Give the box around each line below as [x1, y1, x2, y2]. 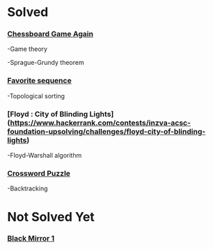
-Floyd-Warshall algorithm [7, 151, 82, 160]
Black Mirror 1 [7, 234, 55, 243]
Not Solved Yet [7, 209, 95, 225]
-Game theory [7, 45, 47, 53]
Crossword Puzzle [7, 169, 71, 178]
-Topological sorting [7, 91, 65, 100]
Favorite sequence [7, 76, 72, 86]
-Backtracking [7, 184, 48, 193]
